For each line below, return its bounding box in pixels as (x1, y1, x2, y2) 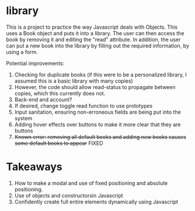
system (14, 114, 33, 121)
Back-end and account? (14, 96, 72, 103)
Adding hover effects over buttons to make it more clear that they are (14, 121, 181, 128)
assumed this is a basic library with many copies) (14, 77, 133, 84)
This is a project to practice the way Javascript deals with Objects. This (6, 23, 178, 30)
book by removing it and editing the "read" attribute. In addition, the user (6, 36, 181, 43)
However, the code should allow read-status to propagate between (14, 83, 176, 90)
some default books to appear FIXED (14, 139, 103, 147)
